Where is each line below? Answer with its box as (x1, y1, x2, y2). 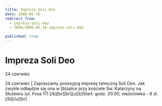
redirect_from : (5, 16, 36, 21)
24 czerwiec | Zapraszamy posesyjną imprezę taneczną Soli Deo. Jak (5, 80, 145, 86)
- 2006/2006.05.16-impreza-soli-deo (9, 25, 84, 30)
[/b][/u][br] (5, 96, 27, 102)
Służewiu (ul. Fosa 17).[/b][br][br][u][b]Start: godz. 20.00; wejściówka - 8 (5, 90, 152, 96)
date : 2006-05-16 (5, 12, 40, 17)
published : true (5, 34, 38, 39)
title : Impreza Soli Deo (5, 7, 56, 12)
